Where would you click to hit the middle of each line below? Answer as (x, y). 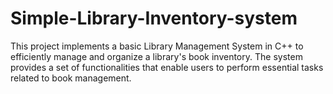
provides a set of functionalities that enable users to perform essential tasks (167, 67)
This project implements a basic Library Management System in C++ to (157, 46)
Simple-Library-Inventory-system (154, 18)
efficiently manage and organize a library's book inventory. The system (156, 56)
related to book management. (71, 78)
